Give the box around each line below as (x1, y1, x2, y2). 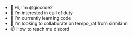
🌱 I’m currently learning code (10, 15, 71, 21)
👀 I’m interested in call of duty (10, 10, 73, 16)
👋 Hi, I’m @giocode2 (10, 5, 54, 10)
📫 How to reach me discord (10, 26, 70, 32)
